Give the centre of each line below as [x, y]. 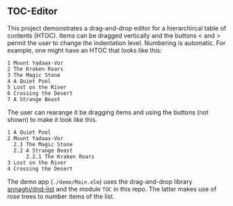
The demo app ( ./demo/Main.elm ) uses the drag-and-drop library [100, 181]
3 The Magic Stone [34, 75]
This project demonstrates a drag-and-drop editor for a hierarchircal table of [117, 28]
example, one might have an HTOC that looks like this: [85, 50]
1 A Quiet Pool [29, 132]
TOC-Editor [32, 11]
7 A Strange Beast [34, 99]
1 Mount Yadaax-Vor [35, 63]
